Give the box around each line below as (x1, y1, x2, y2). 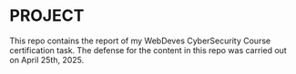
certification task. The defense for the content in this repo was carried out (9, 44, 287, 55)
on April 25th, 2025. (9, 54, 85, 65)
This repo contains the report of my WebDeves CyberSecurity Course (9, 35, 271, 46)
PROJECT (9, 5, 85, 26)
